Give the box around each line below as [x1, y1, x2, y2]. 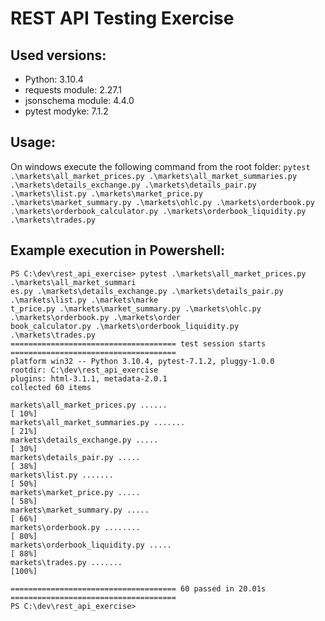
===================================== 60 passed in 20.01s [10, 583, 267, 594]
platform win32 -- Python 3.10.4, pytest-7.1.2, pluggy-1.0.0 [10, 356, 275, 366]
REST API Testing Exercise [10, 7, 235, 30]
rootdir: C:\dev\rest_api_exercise [10, 365, 159, 375]
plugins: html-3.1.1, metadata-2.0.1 [10, 373, 168, 384]
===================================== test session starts [10, 338, 267, 349]
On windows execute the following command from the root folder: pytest [10, 160, 311, 172]
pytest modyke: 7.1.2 [24, 105, 109, 117]
